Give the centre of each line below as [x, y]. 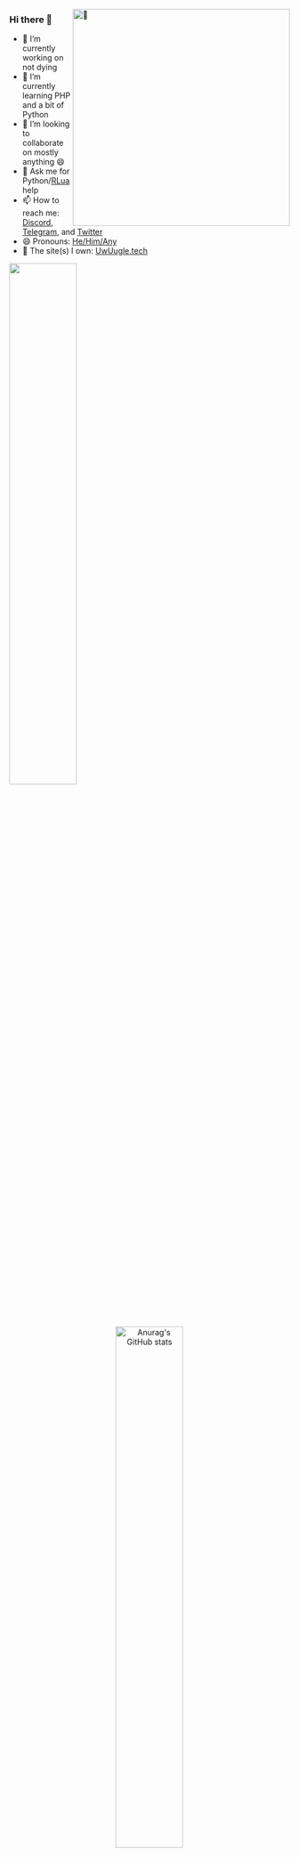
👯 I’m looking [46, 124]
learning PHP [46, 96]
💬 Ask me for [46, 171]
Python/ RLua [46, 181]
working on [43, 58]
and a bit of [43, 105]
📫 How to [40, 200]
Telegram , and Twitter [62, 232]
